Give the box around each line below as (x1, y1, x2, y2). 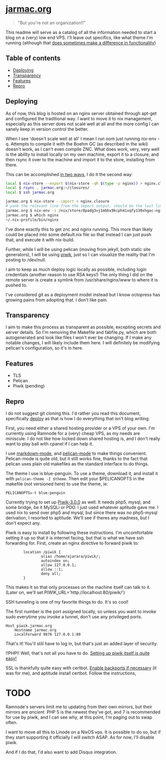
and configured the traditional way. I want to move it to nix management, (5, 115, 153, 121)
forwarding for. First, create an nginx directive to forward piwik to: (5, 540, 139, 546)
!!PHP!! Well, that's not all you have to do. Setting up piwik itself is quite (5, 650, 150, 656)
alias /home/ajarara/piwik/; (40, 554, 100, 559)
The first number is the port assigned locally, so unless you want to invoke (5, 609, 157, 615)
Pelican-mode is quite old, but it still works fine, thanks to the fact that (5, 456, 148, 462)
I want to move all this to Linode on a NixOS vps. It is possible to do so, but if (5, 729, 161, 735)
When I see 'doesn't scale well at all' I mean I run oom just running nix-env (5, 136, 157, 142)
